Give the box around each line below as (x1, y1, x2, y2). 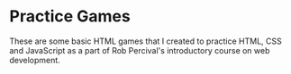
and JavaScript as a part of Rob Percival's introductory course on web (9, 45, 270, 55)
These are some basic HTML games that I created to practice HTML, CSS (9, 36, 282, 46)
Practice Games (9, 6, 131, 27)
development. (9, 54, 60, 65)
